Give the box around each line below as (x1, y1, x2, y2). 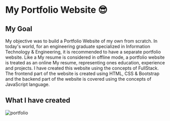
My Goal (5, 25, 33, 33)
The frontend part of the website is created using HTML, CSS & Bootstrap (5, 70, 160, 77)
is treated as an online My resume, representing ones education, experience (5, 60, 165, 65)
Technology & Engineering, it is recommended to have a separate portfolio (5, 49, 161, 55)
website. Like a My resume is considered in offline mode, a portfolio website (5, 54, 165, 60)
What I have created (5, 96, 70, 105)
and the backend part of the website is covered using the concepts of (5, 76, 152, 82)
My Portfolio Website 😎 (5, 4, 108, 16)
